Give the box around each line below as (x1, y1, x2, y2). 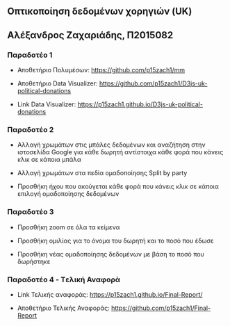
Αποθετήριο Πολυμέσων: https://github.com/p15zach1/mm (17, 66, 186, 74)
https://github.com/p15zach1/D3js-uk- (99, 79, 208, 88)
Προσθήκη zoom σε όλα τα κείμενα (17, 222, 120, 231)
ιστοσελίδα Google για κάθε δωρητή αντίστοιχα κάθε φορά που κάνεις (17, 148, 224, 156)
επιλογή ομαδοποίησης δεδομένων (17, 190, 120, 198)
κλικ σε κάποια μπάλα (17, 156, 82, 164)
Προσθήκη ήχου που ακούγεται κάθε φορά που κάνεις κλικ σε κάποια (17, 182, 219, 190)
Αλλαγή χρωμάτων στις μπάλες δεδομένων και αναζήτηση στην (17, 140, 206, 149)
